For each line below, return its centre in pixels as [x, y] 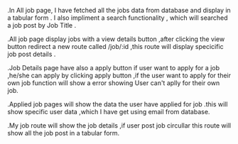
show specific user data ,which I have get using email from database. [109, 112]
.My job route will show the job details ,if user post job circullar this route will [119, 126]
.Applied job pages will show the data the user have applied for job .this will [118, 104]
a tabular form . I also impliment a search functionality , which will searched [118, 18]
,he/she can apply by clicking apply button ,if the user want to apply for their [119, 75]
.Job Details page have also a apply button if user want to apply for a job [114, 68]
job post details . [32, 54]
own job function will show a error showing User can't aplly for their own [114, 83]
